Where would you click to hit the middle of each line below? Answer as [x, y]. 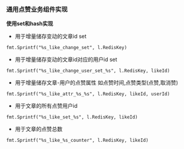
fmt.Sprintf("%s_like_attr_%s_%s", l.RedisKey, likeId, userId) [88, 94]
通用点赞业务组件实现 [37, 9]
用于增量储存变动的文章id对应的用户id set [66, 60]
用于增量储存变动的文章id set [51, 37]
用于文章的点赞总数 [39, 129]
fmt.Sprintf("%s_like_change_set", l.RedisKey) [67, 48]
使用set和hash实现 [30, 24]
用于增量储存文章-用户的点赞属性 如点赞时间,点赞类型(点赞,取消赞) [96, 83]
